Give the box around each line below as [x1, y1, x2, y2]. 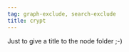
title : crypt [7, 17, 46, 24]
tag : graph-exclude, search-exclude [7, 10, 116, 18]
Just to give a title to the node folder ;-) [7, 36, 123, 45]
